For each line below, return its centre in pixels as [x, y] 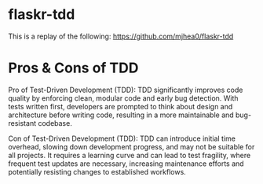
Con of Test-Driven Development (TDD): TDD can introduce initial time [122, 138]
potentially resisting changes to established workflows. [97, 171]
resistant [22, 123]
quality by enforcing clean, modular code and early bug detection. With [123, 98]
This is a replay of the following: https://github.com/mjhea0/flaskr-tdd [121, 36]
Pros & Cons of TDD [73, 68]
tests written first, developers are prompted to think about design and [121, 106]
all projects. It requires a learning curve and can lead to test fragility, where [130, 155]
